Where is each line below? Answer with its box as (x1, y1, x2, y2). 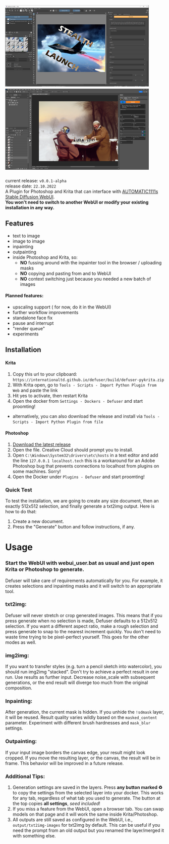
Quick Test (5, 486, 32, 493)
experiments (12, 331, 39, 337)
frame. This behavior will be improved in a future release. (5, 760, 124, 766)
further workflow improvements (12, 309, 79, 315)
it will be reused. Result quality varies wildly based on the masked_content (5, 714, 157, 720)
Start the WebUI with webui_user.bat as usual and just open (5, 560, 154, 567)
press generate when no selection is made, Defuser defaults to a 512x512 (5, 618, 158, 624)
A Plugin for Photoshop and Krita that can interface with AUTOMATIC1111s (5, 188, 158, 195)
